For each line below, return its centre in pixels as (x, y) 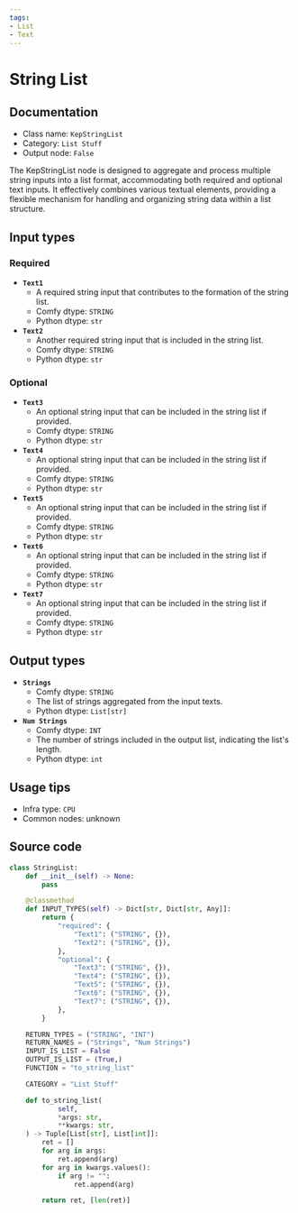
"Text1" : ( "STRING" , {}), (122, 934)
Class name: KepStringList (72, 134)
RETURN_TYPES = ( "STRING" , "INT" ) (90, 1034)
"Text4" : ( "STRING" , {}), (122, 976)
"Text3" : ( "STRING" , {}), (122, 968)
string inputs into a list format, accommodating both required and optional (146, 180)
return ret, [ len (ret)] (86, 1200)
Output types (47, 661)
